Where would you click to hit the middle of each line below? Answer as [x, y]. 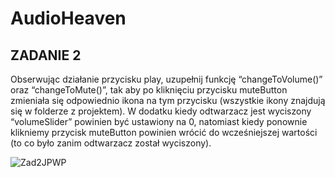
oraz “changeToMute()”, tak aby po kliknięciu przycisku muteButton [149, 90]
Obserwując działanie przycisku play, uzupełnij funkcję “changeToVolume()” [166, 79]
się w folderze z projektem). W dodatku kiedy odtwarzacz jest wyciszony [161, 111]
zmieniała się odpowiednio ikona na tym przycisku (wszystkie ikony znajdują [168, 100]
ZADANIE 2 [46, 55]
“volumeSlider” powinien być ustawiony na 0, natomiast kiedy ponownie [159, 121]
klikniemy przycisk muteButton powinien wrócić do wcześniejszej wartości [164, 132]
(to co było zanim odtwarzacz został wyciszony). [111, 143]
